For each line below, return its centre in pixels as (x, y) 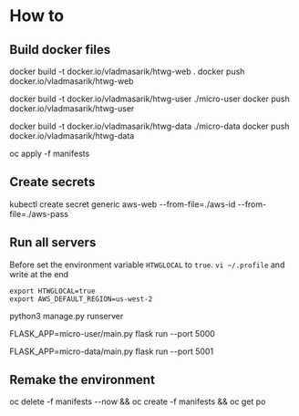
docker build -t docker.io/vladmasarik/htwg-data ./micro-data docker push (149, 126)
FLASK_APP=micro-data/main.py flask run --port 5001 (112, 351)
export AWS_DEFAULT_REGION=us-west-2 (81, 299)
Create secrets (52, 182)
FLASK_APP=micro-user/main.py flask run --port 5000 (113, 333)
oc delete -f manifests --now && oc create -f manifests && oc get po (138, 401)
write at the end (39, 274)
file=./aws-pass (39, 213)
